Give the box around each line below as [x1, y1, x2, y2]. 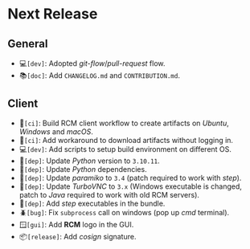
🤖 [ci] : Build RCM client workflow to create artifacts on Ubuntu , [18, 118, 230, 128]
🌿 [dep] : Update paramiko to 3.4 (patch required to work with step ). [18, 173, 242, 182]
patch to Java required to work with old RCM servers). [18, 190, 200, 199]
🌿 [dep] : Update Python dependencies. [18, 164, 147, 173]
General [7, 37, 49, 51]
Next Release [7, 5, 98, 23]
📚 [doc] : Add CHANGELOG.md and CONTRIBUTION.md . [18, 71, 180, 80]
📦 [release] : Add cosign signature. [18, 231, 137, 241]
